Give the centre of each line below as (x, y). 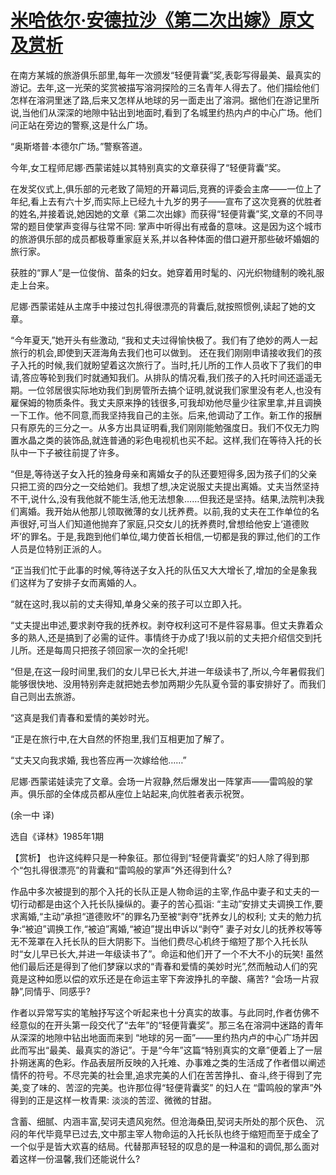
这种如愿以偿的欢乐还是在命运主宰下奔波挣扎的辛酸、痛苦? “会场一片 (169, 978)
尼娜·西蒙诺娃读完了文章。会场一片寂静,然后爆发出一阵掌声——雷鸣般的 (157, 781)
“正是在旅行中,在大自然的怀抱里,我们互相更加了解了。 (120, 738)
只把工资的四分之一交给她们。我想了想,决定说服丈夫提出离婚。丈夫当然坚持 (165, 486)
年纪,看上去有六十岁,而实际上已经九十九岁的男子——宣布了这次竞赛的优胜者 (166, 201)
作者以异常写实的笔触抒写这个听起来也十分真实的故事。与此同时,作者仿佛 (161, 1012)
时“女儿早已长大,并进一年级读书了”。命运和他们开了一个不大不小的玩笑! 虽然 (167, 953)
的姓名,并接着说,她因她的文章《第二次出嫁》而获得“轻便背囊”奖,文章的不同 (162, 213)
